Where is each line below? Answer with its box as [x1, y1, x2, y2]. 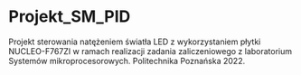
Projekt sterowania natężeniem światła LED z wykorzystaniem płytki [8, 36, 261, 47]
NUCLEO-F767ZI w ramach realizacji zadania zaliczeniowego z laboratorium [8, 45, 293, 56]
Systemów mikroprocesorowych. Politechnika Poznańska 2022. [8, 55, 246, 66]
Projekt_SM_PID [8, 6, 131, 27]
